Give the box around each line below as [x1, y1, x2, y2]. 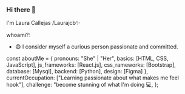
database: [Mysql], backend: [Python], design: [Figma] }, [6, 68, 149, 75]
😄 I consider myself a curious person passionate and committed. [15, 43, 178, 50]
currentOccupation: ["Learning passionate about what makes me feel [6, 74, 180, 81]
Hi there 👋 [6, 5, 36, 14]
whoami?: [6, 32, 30, 39]
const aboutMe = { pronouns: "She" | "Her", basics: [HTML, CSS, [6, 55, 169, 62]
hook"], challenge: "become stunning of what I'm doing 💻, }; [6, 81, 159, 89]
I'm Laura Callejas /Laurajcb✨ [6, 19, 81, 27]
